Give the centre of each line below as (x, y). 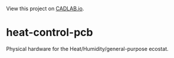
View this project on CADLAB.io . (45, 9)
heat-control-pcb (50, 33)
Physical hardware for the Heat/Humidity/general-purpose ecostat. (87, 49)
